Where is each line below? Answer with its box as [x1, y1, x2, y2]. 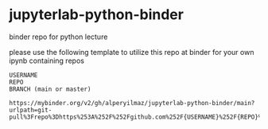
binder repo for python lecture [9, 32, 108, 41]
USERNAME [9, 71, 38, 79]
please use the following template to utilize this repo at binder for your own [9, 47, 254, 57]
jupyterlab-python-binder [9, 6, 184, 24]
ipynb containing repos [9, 56, 84, 65]
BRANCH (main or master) [9, 85, 91, 93]
